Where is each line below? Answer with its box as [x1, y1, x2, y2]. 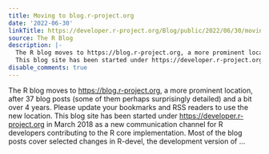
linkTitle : [8, 26, 45, 34]
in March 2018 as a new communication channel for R [46, 119, 223, 128]
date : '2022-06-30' [8, 19, 74, 27]
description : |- [8, 41, 62, 49]
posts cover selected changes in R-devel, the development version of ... [8, 136, 246, 146]
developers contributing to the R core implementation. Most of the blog [8, 128, 243, 137]
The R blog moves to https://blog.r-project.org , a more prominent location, [8, 85, 254, 95]
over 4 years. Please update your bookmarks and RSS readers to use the [8, 102, 249, 112]
